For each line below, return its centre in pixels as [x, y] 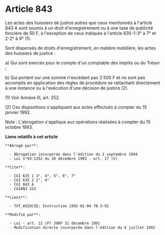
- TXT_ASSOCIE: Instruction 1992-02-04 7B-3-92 [59, 206]
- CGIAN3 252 [23, 189]
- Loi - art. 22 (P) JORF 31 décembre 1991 [55, 223]
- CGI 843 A [22, 184]
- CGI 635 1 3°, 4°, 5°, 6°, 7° [43, 176]
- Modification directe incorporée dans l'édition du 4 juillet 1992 [82, 228]
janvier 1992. [18, 112]
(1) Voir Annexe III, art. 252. [33, 98]
